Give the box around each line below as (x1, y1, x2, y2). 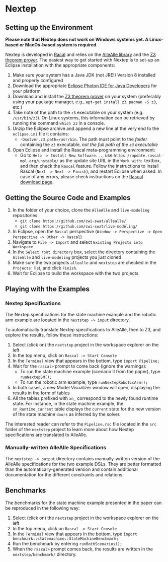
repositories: (12, 212, 39, 218)
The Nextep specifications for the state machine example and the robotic (5, 311, 157, 317)
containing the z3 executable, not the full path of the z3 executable (20, 142, 158, 148)
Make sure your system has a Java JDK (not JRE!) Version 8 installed (12, 72, 156, 78)
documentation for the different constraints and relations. (5, 471, 124, 477)
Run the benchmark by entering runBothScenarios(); (12, 540, 122, 546)
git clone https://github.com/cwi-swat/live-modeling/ (20, 224, 137, 229)
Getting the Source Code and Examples (5, 193, 131, 202)
